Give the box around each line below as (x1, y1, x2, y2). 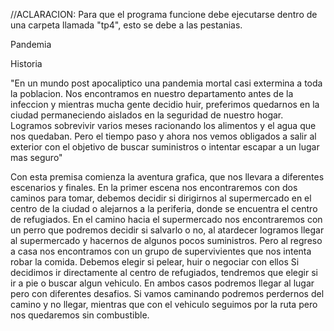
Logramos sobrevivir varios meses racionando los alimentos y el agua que (10, 120, 317, 131)
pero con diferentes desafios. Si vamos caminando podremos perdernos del (10, 288, 325, 299)
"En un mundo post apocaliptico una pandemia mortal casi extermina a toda (10, 77, 323, 89)
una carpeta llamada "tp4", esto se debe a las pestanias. (10, 19, 243, 31)
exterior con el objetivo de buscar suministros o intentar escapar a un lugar (10, 141, 320, 153)
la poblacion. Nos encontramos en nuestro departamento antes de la (10, 88, 294, 99)
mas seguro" (10, 152, 63, 163)
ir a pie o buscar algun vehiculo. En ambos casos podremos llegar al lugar (10, 277, 315, 289)
